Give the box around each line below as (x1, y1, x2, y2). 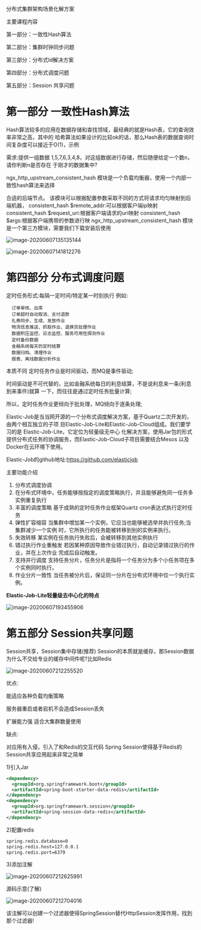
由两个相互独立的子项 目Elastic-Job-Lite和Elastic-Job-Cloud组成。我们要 (6, 420, 186, 427)
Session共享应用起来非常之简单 (6, 750, 84, 758)
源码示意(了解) (6, 885, 42, 893)
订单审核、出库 (11, 305, 43, 311)
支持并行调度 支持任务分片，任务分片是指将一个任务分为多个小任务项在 (14, 556, 190, 563)
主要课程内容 (6, 18, 38, 25)
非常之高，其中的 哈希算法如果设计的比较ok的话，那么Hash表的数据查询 (11, 133, 189, 140)
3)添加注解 (6, 861, 33, 868)
